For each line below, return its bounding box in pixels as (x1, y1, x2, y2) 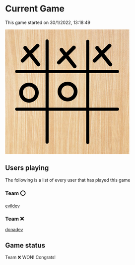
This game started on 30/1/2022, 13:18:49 (5, 19, 91, 25)
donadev (5, 227, 23, 233)
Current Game (5, 3, 65, 14)
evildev (5, 203, 20, 209)
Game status (5, 241, 46, 250)
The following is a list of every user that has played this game (5, 177, 131, 183)
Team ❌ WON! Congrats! (5, 255, 56, 261)
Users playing (5, 164, 49, 172)
